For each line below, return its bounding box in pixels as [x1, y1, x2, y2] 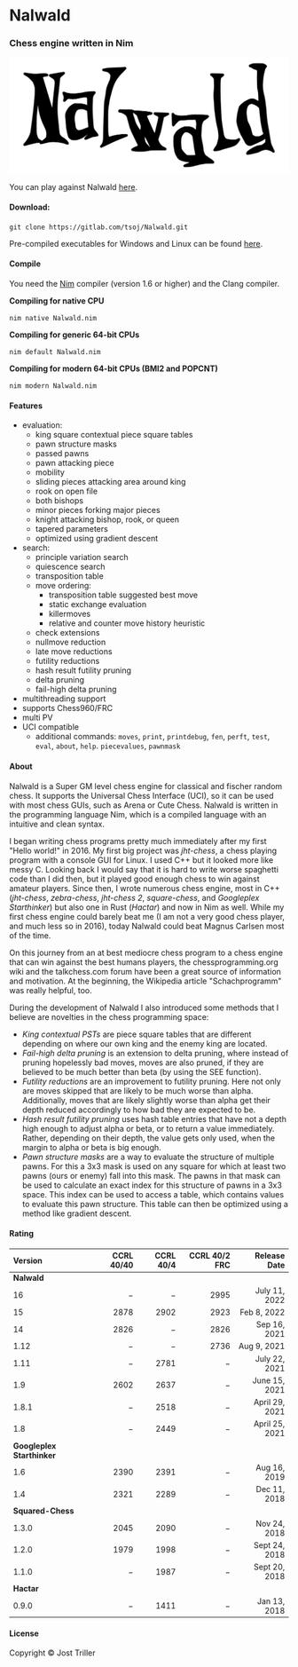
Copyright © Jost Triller [9, 1647, 96, 1658]
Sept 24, [254, 1539, 286, 1550]
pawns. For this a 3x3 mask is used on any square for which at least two [21, 1160, 286, 1172]
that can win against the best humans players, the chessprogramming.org [9, 956, 278, 968]
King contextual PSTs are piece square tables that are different [21, 1029, 252, 1039]
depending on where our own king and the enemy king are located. [21, 1038, 268, 1048]
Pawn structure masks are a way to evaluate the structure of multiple [21, 1151, 275, 1162]
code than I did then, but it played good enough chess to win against [9, 873, 260, 884]
